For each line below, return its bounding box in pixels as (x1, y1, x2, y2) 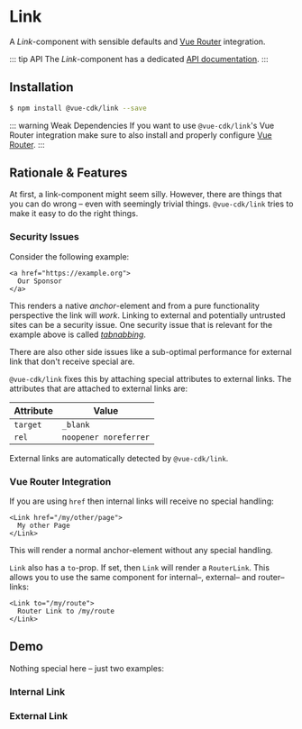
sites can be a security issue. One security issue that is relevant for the (9, 319, 273, 330)
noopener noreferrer (61, 432, 151, 442)
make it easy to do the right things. (9, 208, 139, 219)
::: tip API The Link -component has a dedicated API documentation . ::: (9, 53, 269, 64)
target (14, 419, 42, 430)
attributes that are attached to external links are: (9, 383, 188, 394)
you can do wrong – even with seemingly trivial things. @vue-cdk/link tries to (9, 198, 294, 209)
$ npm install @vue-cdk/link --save (9, 104, 147, 113)
